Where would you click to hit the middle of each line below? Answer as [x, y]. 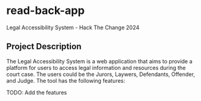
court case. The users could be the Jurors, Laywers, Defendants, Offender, [101, 74]
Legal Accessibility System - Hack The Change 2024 [73, 27]
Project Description [44, 47]
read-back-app [46, 11]
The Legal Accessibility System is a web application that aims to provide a [99, 61]
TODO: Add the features [37, 92]
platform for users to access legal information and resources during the [96, 68]
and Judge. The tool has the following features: [66, 80]
